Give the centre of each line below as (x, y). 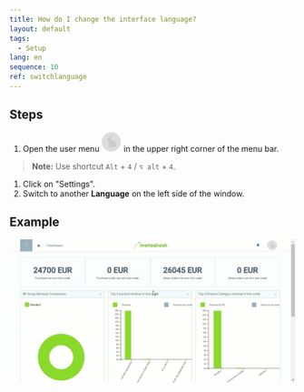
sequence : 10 (34, 67)
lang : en (26, 58)
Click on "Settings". (59, 184)
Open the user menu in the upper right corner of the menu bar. (151, 148)
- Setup (32, 48)
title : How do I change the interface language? (103, 19)
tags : (20, 38)
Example (34, 222)
